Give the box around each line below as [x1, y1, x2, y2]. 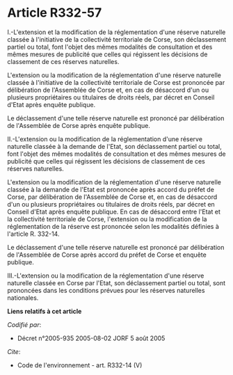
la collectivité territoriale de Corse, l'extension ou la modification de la [7, 214, 207, 223]
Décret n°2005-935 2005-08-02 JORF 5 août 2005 [17, 334, 166, 342]
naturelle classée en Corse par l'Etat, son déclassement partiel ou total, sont [7, 278, 226, 287]
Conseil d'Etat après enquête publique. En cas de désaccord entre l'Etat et [7, 207, 220, 216]
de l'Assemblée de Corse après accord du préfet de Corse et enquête [7, 250, 207, 259]
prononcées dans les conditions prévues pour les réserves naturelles [7, 286, 205, 294]
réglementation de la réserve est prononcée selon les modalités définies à [7, 222, 219, 230]
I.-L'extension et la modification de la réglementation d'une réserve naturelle [7, 28, 226, 36]
